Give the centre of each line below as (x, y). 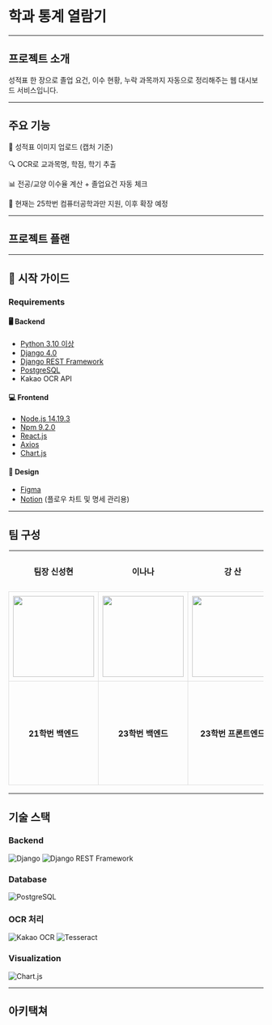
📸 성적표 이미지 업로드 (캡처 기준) (61, 147)
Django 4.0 (38, 352)
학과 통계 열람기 (57, 17)
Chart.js (33, 453)
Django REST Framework (62, 361)
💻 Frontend (29, 398)
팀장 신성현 (53, 572)
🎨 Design (24, 471)
